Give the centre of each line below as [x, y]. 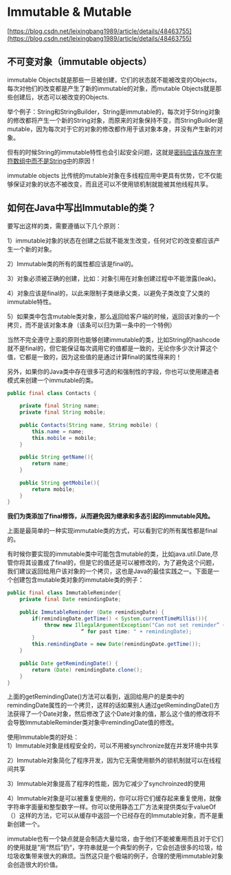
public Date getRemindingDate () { [69, 663]
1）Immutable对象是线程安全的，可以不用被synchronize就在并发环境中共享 [113, 746]
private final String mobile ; [63, 412]
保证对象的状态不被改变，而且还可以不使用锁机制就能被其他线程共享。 [112, 184]
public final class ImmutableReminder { [64, 593]
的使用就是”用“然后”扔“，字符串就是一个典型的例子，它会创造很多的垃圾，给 [115, 847]
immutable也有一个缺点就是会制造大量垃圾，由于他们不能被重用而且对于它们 [115, 839]
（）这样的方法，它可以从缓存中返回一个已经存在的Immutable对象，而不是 [112, 816]
